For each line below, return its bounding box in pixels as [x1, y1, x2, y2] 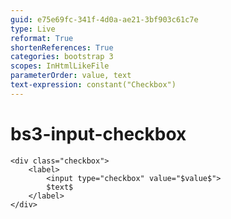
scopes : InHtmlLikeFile [10, 61, 110, 71]
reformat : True [10, 33, 74, 43]
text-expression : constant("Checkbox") [10, 80, 177, 90]
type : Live [10, 24, 56, 34]
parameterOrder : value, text [10, 71, 132, 81]
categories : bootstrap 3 [10, 52, 114, 62]
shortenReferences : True [10, 42, 114, 53]
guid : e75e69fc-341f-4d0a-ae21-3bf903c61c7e [10, 14, 199, 25]
